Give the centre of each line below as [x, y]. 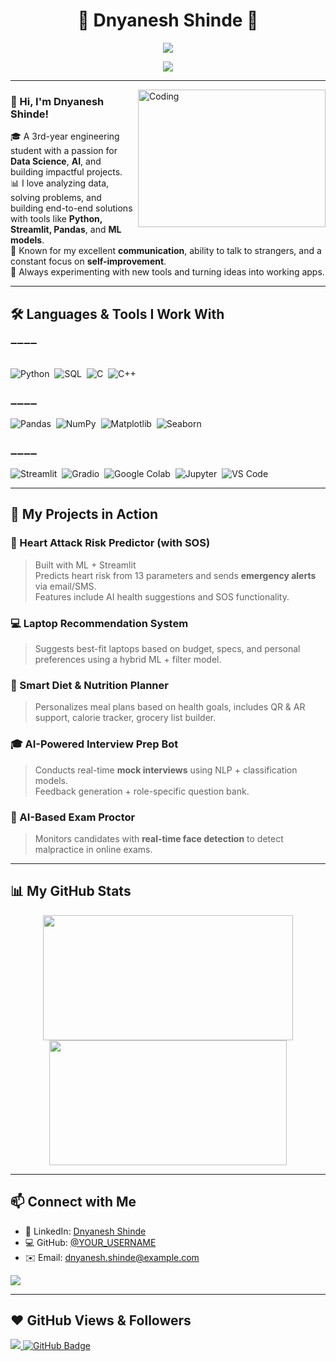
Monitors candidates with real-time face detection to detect [159, 838]
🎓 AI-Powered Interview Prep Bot [94, 744]
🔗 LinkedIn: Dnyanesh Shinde [85, 1231]
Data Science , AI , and [56, 161]
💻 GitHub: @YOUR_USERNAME [90, 1242]
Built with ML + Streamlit [85, 565]
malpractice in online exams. [93, 849]
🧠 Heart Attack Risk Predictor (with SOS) [110, 543]
